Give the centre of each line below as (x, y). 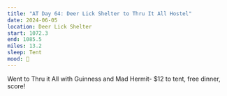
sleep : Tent (24, 53)
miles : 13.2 (24, 46)
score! (16, 86)
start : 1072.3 (28, 33)
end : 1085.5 (24, 40)
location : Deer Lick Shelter (50, 26)
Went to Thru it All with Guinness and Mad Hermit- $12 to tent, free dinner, (114, 79)
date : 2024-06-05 (32, 20)
